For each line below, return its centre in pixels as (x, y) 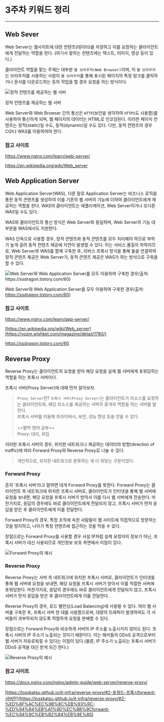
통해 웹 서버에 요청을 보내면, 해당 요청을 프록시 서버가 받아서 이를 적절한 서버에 (80, 583)
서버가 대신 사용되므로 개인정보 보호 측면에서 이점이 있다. (68, 543)
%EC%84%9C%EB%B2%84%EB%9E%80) (49, 714)
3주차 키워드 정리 (37, 10)
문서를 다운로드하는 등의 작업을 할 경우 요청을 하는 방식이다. (71, 82)
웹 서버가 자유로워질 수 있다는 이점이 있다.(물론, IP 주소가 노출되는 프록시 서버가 (81, 641)
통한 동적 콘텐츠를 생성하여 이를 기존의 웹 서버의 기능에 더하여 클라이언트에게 (78, 199)
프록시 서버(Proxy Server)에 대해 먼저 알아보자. (50, 388)
